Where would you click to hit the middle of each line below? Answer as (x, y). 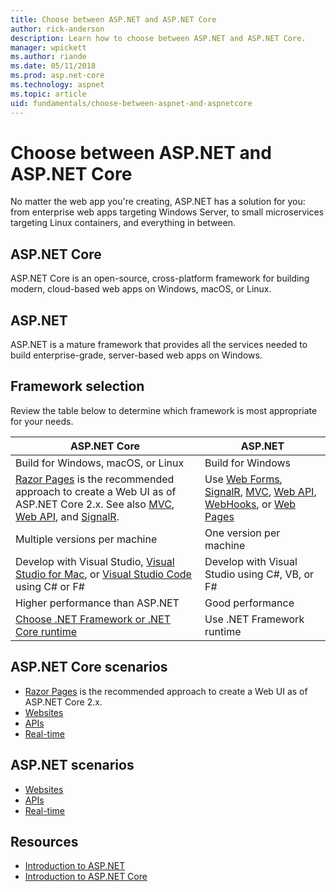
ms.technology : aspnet (57, 85)
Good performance (249, 603)
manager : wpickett (48, 47)
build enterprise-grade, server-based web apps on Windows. (136, 355)
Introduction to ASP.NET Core (86, 877)
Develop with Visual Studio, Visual (95, 561)
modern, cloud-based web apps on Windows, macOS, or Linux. (141, 289)
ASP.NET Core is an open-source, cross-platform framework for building (160, 278)
